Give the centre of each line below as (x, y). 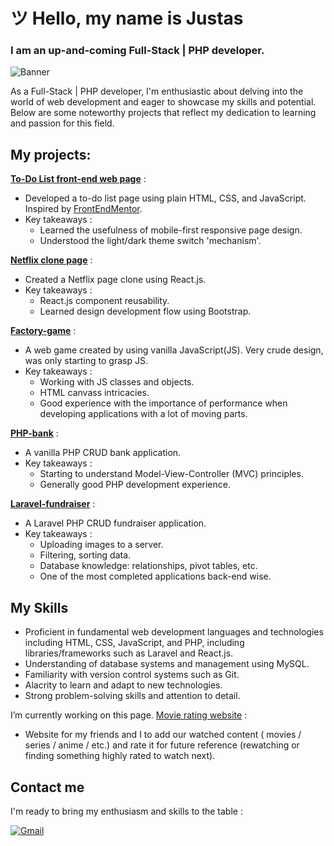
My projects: (51, 154)
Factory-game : (43, 331)
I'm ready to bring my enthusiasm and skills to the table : (126, 811)
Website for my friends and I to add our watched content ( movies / (163, 735)
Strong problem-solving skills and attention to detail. (132, 696)
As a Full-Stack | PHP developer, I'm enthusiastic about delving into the (157, 91)
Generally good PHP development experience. (135, 485)
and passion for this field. (62, 123)
